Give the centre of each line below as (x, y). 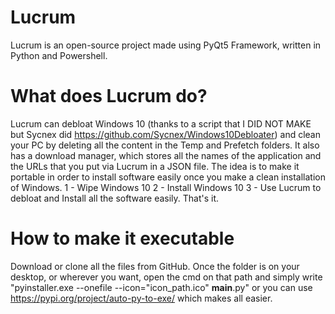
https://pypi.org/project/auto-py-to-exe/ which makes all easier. (141, 298)
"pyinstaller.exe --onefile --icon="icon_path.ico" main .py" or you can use (161, 287)
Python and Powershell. (59, 55)
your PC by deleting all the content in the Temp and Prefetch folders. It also (165, 145)
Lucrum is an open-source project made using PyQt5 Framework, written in (166, 45)
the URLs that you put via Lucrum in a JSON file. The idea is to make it (155, 166)
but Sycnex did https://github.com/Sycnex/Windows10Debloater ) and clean (166, 134)
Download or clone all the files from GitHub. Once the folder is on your (155, 266)
